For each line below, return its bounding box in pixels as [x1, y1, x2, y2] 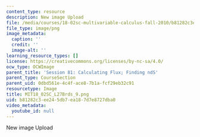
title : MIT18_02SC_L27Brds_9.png [6, 91, 89, 97]
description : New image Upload [6, 14, 84, 20]
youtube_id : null [11, 108, 55, 114]
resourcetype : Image [6, 86, 58, 92]
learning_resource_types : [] [6, 53, 79, 59]
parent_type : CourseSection [6, 75, 76, 81]
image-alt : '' [11, 47, 46, 53]
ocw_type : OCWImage [6, 63, 55, 70]
